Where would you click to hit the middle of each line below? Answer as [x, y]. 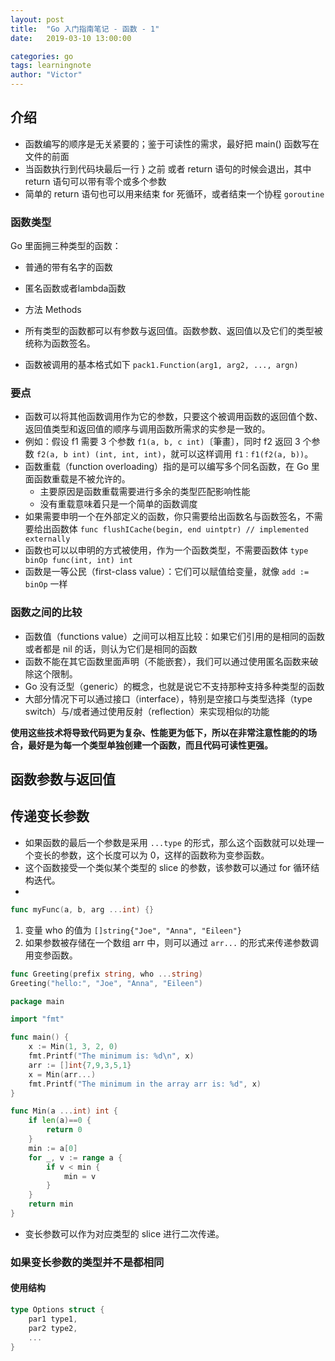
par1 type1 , [53, 1319]
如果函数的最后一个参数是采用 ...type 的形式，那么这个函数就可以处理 [170, 842]
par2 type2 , [53, 1328]
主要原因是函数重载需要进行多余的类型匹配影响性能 [145, 492]
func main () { [40, 1037]
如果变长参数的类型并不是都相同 [87, 1262]
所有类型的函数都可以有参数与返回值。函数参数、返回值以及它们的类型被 [173, 331]
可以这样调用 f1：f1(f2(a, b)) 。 [246, 454]
